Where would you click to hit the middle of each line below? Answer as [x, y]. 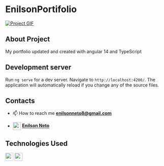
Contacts [20, 100]
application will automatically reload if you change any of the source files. [82, 85]
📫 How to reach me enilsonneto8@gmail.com [62, 113]
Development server [38, 68]
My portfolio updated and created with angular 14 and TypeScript [73, 51]
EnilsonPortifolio [41, 9]
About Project [28, 39]
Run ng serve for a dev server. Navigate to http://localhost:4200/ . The [80, 79]
